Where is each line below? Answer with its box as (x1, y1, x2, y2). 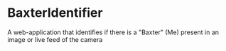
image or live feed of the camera (7, 35, 103, 43)
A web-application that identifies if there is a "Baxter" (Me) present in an (7, 28, 219, 36)
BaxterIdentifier (7, 5, 103, 21)
